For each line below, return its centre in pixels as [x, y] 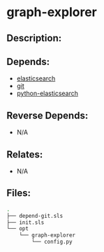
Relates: [25, 154]
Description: [34, 38]
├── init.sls [25, 222]
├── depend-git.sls [35, 216]
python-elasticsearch [47, 93]
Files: [18, 193]
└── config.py [52, 242]
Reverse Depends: [47, 115]
